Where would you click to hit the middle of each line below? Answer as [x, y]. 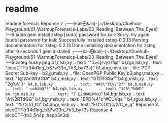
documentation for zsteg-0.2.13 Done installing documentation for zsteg [80, 45]
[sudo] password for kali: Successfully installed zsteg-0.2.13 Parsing [77, 40]
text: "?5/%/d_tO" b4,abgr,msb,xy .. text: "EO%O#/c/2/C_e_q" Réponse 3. [82, 104]
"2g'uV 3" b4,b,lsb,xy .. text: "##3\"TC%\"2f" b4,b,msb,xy [79, 84]
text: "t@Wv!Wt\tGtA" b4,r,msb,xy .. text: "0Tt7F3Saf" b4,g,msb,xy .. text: [82, 78]
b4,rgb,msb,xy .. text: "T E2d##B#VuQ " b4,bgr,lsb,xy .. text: [75, 94]
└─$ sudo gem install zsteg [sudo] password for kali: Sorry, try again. [78, 34]
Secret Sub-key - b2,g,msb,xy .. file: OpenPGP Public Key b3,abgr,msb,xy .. [84, 73]
